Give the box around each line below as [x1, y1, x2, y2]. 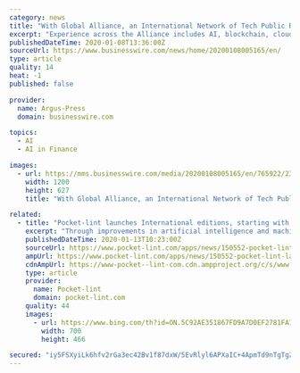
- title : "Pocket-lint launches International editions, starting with [17, 219, 290, 228]
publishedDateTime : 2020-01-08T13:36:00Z [9, 37, 166, 47]
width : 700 [41, 327, 82, 336]
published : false [9, 79, 74, 88]
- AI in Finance [17, 145, 78, 154]
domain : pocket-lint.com [32, 294, 126, 303]
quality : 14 [9, 63, 54, 72]
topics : [9, 128, 38, 137]
